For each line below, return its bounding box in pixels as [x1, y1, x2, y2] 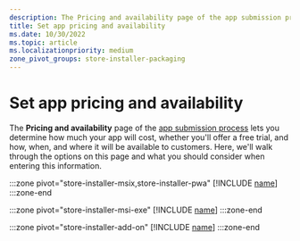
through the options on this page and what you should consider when [9, 151, 265, 162]
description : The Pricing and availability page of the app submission [9, 12, 281, 22]
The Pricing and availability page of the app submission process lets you [9, 122, 279, 133]
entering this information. [9, 160, 103, 170]
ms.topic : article [9, 37, 78, 47]
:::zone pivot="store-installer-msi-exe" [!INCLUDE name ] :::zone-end [9, 204, 263, 215]
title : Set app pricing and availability [9, 21, 166, 30]
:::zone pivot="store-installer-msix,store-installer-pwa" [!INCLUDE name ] [9, 178, 279, 188]
